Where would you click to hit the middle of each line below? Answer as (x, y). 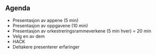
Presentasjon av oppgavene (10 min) (50, 25)
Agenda (18, 8)
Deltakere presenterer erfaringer (46, 46)
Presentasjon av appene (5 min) (45, 20)
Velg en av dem (29, 36)
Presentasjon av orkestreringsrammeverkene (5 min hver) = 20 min (82, 31)
